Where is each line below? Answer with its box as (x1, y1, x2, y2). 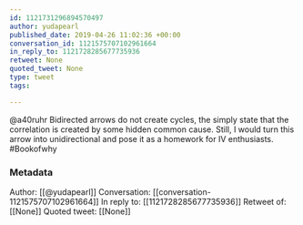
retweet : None (9, 56, 64, 65)
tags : (9, 81, 30, 90)
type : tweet (9, 73, 55, 82)
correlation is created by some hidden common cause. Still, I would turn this (9, 124, 295, 135)
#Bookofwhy (9, 143, 57, 154)
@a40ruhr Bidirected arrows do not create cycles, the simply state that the (9, 114, 289, 125)
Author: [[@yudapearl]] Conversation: (9, 186, 152, 197)
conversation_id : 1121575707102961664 (9, 38, 157, 48)
